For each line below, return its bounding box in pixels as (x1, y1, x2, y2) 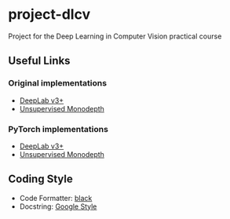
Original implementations (8, 78, 108, 89)
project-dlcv (8, 5, 91, 24)
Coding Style (8, 173, 73, 186)
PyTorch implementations (8, 123, 108, 134)
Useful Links (8, 54, 71, 68)
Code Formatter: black (19, 193, 93, 203)
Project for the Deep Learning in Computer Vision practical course (8, 31, 222, 41)
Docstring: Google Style (19, 202, 97, 211)
